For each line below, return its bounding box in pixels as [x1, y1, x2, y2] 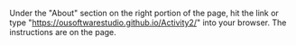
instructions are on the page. [9, 27, 117, 37]
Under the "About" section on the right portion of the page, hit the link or [9, 8, 280, 18]
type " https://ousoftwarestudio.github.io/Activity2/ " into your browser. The [9, 17, 287, 28]
